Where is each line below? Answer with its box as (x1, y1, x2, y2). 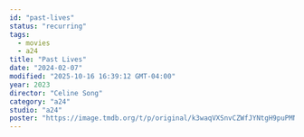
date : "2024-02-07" (9, 64, 83, 73)
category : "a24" (9, 96, 71, 106)
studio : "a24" (9, 105, 63, 114)
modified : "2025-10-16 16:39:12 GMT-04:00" (9, 72, 176, 81)
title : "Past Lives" (9, 55, 88, 64)
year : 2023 (9, 80, 51, 89)
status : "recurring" (9, 22, 88, 31)
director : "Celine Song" (9, 88, 103, 97)
